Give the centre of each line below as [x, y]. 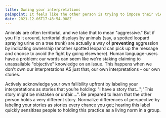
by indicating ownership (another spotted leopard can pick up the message [82, 48]
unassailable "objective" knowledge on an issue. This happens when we [79, 64]
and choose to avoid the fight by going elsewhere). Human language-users [82, 54]
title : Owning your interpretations [43, 10]
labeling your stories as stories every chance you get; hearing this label [78, 105]
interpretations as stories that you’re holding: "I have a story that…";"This [79, 89]
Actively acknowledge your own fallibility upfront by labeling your [72, 84]
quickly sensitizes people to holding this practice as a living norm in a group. [83, 110]
